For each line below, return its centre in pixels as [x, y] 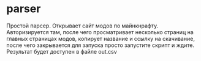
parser [24, 9]
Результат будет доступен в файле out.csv [62, 51]
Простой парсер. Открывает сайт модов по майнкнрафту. [82, 26]
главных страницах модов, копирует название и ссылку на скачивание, [100, 38]
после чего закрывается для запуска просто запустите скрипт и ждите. [100, 45]
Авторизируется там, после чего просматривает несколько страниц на [100, 32]
